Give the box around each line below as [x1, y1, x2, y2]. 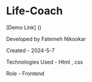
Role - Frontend [6, 70, 45, 77]
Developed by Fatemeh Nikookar [6, 35, 86, 42]
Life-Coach [6, 4, 64, 18]
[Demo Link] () [6, 24, 42, 31]
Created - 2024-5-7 [6, 46, 55, 54]
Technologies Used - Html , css [6, 58, 83, 65]
